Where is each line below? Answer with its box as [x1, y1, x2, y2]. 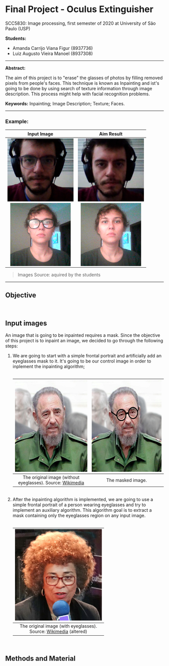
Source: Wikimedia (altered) [29, 629, 88, 635]
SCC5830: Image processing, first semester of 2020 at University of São [5, 20, 156, 26]
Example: [5, 117, 29, 125]
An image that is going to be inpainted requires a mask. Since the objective [5, 332, 160, 338]
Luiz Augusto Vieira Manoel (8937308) [12, 50, 93, 56]
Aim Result [99, 131, 123, 137]
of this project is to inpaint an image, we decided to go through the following [5, 338, 163, 344]
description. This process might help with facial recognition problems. [5, 91, 150, 97]
